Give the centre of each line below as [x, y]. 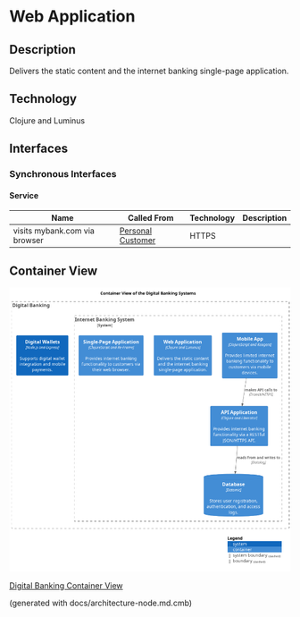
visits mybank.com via [54, 231]
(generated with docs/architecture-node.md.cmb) [101, 603]
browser [29, 241]
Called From [151, 217]
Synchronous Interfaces [63, 174]
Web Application [72, 17]
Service [24, 195]
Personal [136, 231]
